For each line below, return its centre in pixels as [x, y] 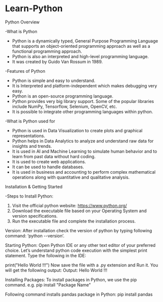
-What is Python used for [30, 121]
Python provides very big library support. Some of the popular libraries [83, 101]
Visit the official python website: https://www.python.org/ [70, 205]
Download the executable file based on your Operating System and [79, 211]
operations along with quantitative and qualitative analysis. [71, 177]
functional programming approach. [47, 51]
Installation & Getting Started [34, 186]
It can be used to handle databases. [48, 167]
